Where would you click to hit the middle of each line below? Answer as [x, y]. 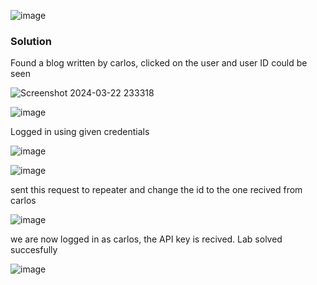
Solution [31, 41]
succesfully [34, 250]
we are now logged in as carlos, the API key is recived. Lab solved [146, 239]
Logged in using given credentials [80, 132]
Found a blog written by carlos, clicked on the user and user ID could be [159, 63]
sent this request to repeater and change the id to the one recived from [156, 190]
